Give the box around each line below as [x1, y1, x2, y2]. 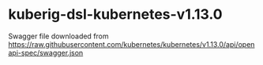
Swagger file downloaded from [8, 31, 109, 41]
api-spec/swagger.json [8, 48, 84, 57]
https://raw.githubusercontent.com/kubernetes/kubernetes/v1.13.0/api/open [8, 39, 255, 49]
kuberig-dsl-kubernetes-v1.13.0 [8, 5, 223, 23]
